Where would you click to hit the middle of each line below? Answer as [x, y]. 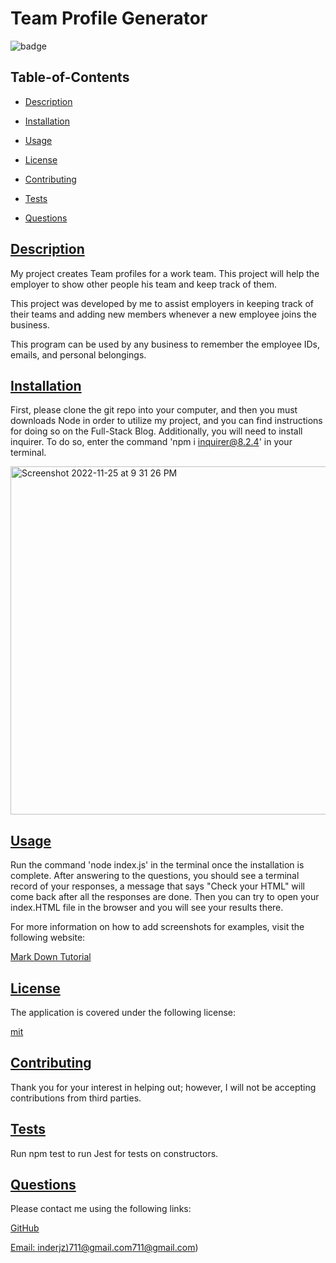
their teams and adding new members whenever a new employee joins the [163, 314]
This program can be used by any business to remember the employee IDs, [165, 344]
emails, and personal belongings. [78, 354]
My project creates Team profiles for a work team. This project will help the [165, 273]
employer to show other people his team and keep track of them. [144, 284]
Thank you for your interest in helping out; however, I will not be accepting [163, 1087]
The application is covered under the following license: [123, 1012]
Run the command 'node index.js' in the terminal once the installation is [157, 865]
